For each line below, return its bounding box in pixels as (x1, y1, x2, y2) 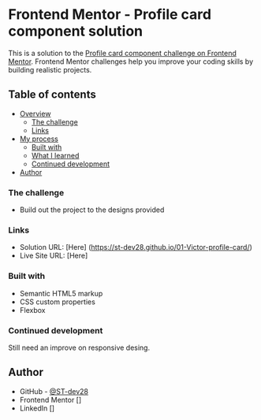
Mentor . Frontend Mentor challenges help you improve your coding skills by (8, 57, 254, 66)
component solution (8, 22, 144, 40)
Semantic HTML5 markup (19, 288, 103, 298)
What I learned (31, 151, 80, 160)
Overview (19, 109, 51, 118)
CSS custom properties (19, 297, 96, 307)
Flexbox (19, 305, 46, 314)
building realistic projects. (8, 65, 92, 74)
